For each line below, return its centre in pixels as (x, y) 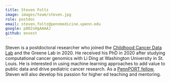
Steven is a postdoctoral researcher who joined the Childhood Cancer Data (84, 48)
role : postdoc (20, 19)
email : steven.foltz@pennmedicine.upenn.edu (53, 24)
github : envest (21, 33)
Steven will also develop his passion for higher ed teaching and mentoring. (83, 74)
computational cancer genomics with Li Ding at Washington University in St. (84, 58)
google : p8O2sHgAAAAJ (28, 29)
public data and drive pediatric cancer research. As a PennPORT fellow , (80, 69)
